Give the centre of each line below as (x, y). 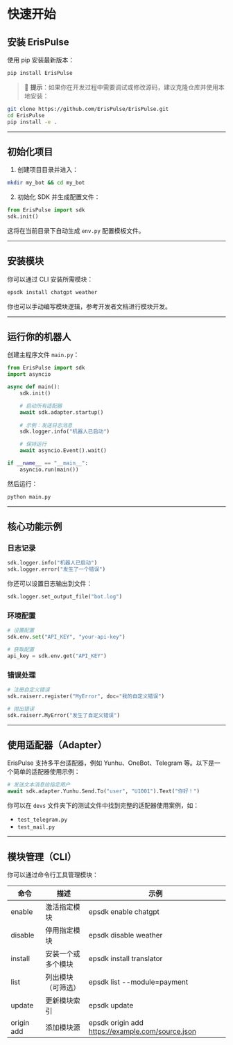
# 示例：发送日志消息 (46, 425)
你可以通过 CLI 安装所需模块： (50, 279)
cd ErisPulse (26, 115)
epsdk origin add (116, 1022)
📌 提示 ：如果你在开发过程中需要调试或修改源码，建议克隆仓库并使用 (121, 87)
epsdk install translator (126, 958)
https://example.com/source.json (142, 1031)
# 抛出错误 (21, 709)
